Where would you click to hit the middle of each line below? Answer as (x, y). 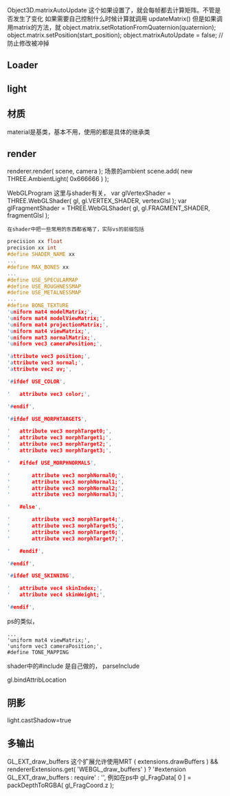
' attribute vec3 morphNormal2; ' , (66, 488)
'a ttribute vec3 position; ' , (49, 357)
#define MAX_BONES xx (38, 267)
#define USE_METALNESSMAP (44, 293)
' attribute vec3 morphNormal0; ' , (66, 475)
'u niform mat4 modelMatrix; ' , (50, 312)
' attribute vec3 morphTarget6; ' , (66, 532)
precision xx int (32, 248)
